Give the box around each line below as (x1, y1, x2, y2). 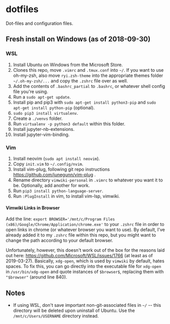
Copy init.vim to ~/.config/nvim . (13, 161, 83, 167)
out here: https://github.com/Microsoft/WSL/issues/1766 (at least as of (6, 253, 153, 259)
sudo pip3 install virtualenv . (13, 110, 78, 116)
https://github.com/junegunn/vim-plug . (13, 171, 96, 177)
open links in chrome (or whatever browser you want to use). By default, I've (6, 226, 165, 233)
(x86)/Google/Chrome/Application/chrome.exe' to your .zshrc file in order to (6, 221, 164, 227)
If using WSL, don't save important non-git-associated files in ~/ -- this (13, 302, 161, 308)
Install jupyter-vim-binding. (13, 131, 70, 137)
